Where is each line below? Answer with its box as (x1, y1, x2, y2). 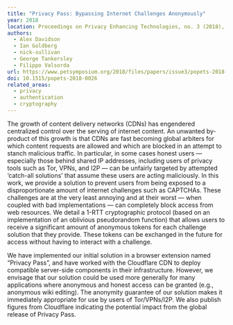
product (7, 134, 30, 142)
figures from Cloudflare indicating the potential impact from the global (7, 303, 207, 311)
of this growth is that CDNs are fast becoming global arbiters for (31, 134, 215, 142)
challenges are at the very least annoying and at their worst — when (7, 193, 202, 201)
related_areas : (7, 81, 51, 88)
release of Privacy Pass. (7, 310, 76, 318)
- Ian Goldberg (13, 42, 58, 49)
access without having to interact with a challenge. (7, 237, 153, 246)
